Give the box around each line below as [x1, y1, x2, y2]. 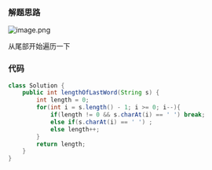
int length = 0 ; [36, 96, 90, 104]
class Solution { [8, 81, 65, 90]
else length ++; [49, 125, 101, 133]
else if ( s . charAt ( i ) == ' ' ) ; [49, 118, 153, 126]
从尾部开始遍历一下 [8, 42, 71, 51]
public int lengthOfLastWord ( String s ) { [22, 89, 159, 97]
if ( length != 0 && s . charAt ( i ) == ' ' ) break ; [49, 111, 206, 119]
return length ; [36, 140, 86, 148]
